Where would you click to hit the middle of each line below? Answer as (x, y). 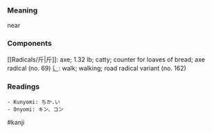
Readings (24, 87)
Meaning (23, 10)
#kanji (16, 122)
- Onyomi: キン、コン (35, 109)
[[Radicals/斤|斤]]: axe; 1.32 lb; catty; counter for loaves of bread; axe (106, 59)
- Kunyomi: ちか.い (34, 102)
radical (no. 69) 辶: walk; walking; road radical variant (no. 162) (97, 68)
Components (29, 44)
